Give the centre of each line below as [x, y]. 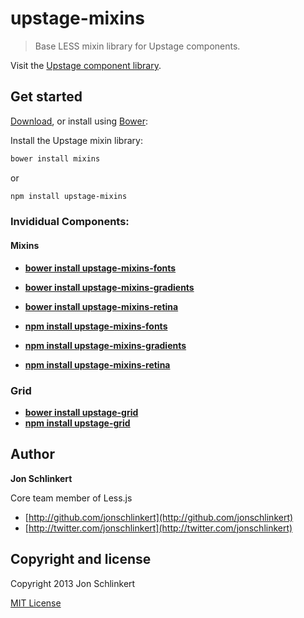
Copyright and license [81, 559]
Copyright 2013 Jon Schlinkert [73, 583]
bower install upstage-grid [81, 412]
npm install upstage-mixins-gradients [105, 345]
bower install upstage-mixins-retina [101, 306]
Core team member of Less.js [71, 498]
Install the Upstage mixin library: [76, 140]
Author [32, 454]
